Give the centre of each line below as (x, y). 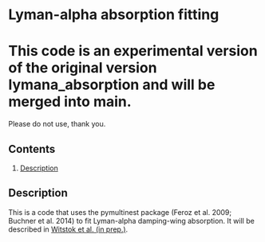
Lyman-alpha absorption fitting (114, 15)
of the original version (83, 68)
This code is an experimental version (133, 51)
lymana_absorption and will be (112, 85)
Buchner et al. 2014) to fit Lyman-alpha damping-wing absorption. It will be (132, 221)
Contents (32, 149)
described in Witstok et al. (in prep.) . (68, 229)
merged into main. (70, 102)
